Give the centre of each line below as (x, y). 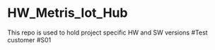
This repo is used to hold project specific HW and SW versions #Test (107, 32)
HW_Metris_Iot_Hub (68, 13)
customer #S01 (29, 39)
